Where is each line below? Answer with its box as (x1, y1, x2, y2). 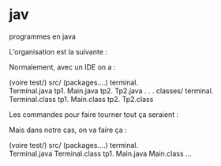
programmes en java (9, 32, 76, 41)
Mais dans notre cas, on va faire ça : (9, 125, 127, 134)
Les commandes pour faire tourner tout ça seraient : (9, 109, 179, 119)
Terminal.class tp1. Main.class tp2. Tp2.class (9, 94, 154, 104)
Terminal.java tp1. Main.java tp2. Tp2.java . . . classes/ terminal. (9, 85, 214, 96)
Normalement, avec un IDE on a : (9, 62, 116, 72)
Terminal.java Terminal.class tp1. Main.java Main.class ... (9, 149, 192, 158)
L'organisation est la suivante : (9, 47, 107, 56)
